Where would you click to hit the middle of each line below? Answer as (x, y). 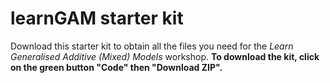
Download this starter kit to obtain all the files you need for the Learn (152, 46)
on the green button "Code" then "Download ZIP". (116, 67)
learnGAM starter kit (97, 18)
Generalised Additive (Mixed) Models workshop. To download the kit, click (165, 56)
